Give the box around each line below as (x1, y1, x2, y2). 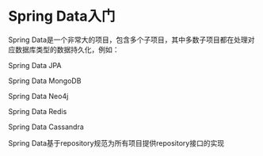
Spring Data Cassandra (8, 122, 85, 131)
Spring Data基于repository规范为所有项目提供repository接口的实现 (8, 138, 224, 147)
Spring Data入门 (8, 7, 116, 25)
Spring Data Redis (8, 106, 67, 116)
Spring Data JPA (8, 60, 62, 70)
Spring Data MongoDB (8, 76, 82, 86)
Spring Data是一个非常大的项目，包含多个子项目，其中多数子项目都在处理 (8, 35, 248, 44)
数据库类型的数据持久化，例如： (14, 44, 120, 54)
